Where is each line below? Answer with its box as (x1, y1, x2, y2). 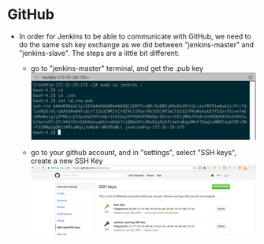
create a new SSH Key (30, 156, 103, 166)
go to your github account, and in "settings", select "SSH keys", (30, 148, 237, 157)
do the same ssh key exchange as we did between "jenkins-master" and (18, 39, 254, 49)
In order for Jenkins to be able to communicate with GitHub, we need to (18, 31, 251, 41)
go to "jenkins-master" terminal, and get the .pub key (30, 63, 204, 72)
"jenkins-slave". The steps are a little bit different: (18, 48, 180, 57)
